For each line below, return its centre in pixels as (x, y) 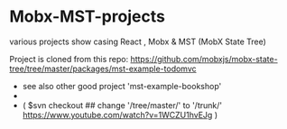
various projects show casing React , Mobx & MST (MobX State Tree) (138, 41)
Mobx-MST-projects (87, 17)
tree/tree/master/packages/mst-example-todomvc (103, 69)
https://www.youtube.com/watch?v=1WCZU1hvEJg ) (120, 115)
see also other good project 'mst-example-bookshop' (122, 86)
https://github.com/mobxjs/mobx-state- (204, 59)
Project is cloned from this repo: (69, 59)
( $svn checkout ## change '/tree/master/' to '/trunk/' (122, 105)
